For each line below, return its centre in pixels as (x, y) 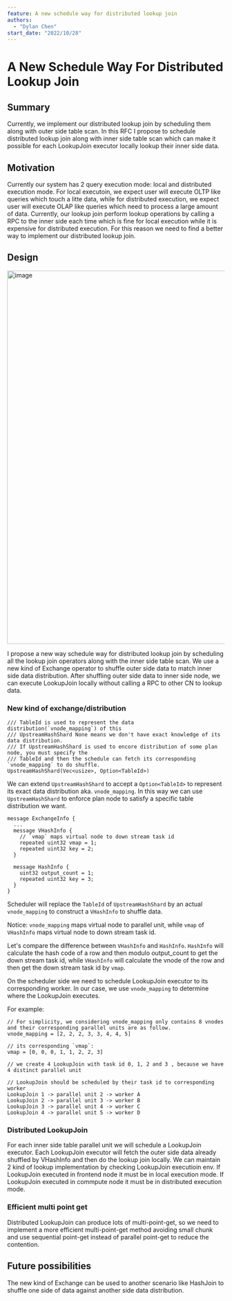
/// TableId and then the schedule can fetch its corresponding (101, 759)
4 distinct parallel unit (44, 1071)
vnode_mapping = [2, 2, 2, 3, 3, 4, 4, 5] (69, 1034)
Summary (29, 107)
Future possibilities (49, 1266)
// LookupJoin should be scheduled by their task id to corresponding (111, 1083)
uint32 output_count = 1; (57, 873)
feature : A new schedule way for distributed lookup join (92, 13)
